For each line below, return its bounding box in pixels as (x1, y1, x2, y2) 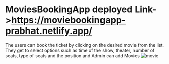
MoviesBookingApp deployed (5, 4, 133, 15)
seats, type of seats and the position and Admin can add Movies (5, 52, 140, 59)
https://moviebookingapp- (11, 14, 126, 26)
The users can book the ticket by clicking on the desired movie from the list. (5, 42, 164, 48)
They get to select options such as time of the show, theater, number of (5, 47, 155, 53)
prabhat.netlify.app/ (5, 25, 93, 37)
